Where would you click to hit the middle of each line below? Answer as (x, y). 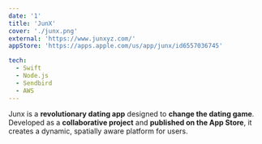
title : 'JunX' (32, 23)
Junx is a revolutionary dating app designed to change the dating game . (131, 113)
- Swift (29, 68)
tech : (17, 61)
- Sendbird (34, 83)
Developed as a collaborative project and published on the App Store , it (130, 122)
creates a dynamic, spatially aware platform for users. (98, 131)
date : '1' (25, 16)
